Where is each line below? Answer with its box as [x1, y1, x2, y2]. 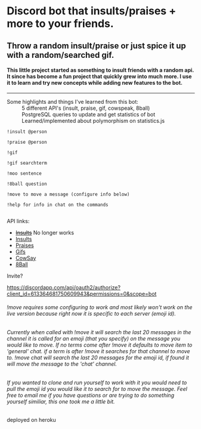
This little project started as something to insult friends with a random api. [7, 67, 194, 74]
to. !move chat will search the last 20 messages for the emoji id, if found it [7, 354, 190, 361]
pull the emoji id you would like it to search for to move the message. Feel [7, 385, 187, 392]
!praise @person [7, 139, 47, 145]
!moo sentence [7, 170, 42, 177]
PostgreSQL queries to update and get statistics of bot [21, 110, 156, 118]
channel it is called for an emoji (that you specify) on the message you [7, 335, 181, 342]
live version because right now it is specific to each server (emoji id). [7, 310, 177, 317]
